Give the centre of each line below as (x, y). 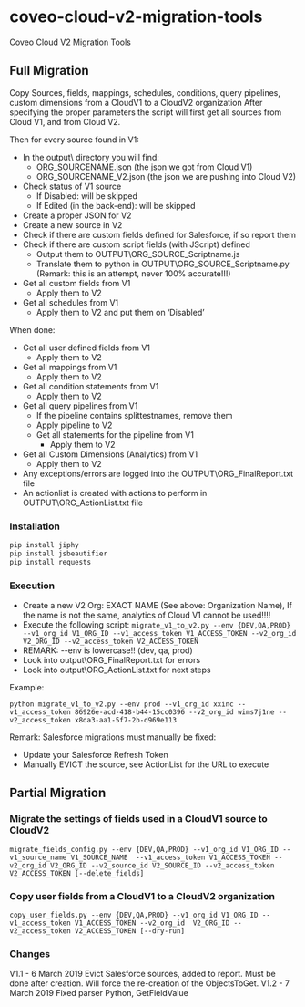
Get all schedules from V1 (71, 302)
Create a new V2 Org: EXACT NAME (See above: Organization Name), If (158, 605)
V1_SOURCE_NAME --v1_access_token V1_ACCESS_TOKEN (171, 857)
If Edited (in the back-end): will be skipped (116, 205)
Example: (27, 687)
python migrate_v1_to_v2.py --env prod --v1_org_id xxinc (122, 704)
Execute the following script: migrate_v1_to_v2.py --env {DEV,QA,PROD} (157, 624)
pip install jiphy (44, 545)
